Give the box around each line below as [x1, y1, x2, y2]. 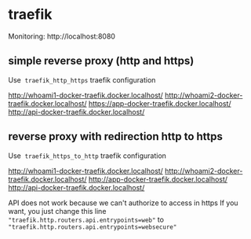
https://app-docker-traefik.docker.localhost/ [88, 98, 231, 108]
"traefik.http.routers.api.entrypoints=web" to [8, 215, 165, 224]
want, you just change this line [8, 206, 107, 215]
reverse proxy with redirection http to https [8, 130, 224, 143]
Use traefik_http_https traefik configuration [8, 75, 156, 84]
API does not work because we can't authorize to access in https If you [8, 198, 238, 208]
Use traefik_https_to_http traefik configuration [8, 151, 167, 160]
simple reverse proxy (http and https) [8, 54, 195, 68]
